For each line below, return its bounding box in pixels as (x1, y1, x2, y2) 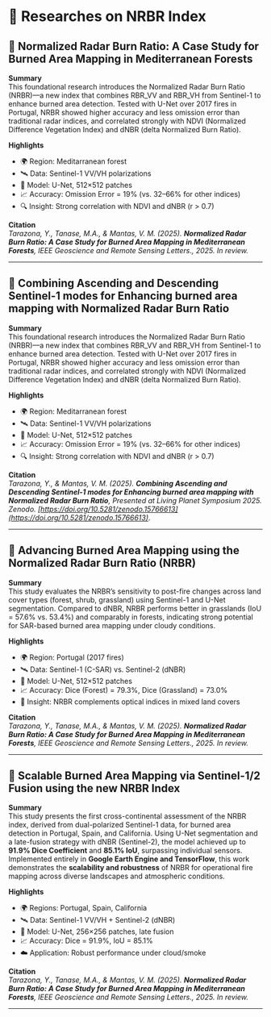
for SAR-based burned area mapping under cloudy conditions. (8, 620, 216, 630)
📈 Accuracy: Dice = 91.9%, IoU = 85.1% (19, 936, 153, 946)
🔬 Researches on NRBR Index (8, 7, 207, 26)
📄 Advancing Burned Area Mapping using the (8, 544, 240, 557)
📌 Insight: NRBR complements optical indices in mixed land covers (19, 697, 240, 706)
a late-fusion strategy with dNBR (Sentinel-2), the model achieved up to (8, 837, 246, 847)
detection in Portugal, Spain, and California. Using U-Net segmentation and (8, 828, 258, 838)
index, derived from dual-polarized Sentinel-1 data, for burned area (8, 820, 231, 830)
